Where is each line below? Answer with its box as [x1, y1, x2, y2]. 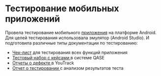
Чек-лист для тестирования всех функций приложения [12, 50, 128, 55]
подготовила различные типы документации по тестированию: [5, 40, 138, 46]
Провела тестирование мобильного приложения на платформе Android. [5, 29, 157, 35]
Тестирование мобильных [5, 3, 119, 14]
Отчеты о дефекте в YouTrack [12, 60, 75, 66]
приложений [5, 13, 60, 25]
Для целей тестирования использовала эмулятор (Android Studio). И [5, 35, 150, 41]
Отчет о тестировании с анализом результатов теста [12, 65, 124, 71]
